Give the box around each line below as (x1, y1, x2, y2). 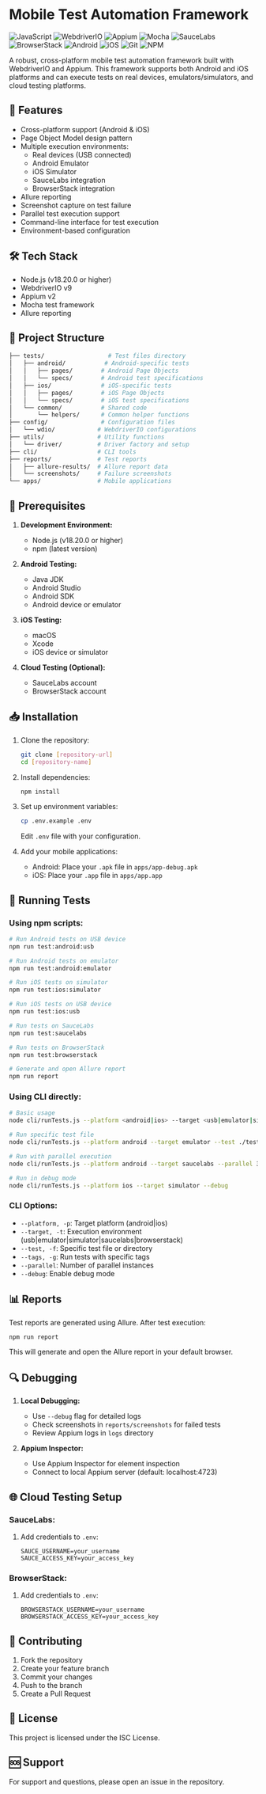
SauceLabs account (32, 678, 97, 687)
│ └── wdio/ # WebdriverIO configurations (9, 426, 197, 434)
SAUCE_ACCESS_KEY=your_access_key (20, 1554, 134, 1562)
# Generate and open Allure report (9, 1065, 126, 1074)
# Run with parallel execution (9, 1152, 112, 1161)
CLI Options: (9, 1200, 58, 1211)
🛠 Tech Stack (9, 249, 78, 263)
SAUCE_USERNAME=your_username (20, 1547, 121, 1555)
